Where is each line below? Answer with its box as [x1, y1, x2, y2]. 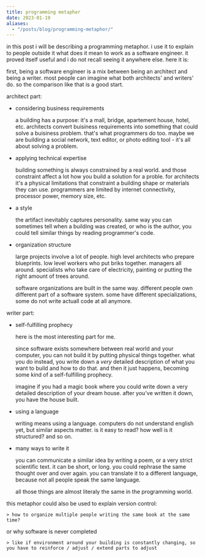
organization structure [15, 241, 72, 248]
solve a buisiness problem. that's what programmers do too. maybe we [15, 129, 195, 137]
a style [15, 204, 32, 212]
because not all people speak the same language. [15, 476, 141, 483]
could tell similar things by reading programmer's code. [15, 229, 155, 237]
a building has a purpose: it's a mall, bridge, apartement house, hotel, [15, 117, 190, 124]
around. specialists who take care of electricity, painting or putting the [15, 266, 192, 274]
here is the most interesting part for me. [15, 333, 116, 340]
